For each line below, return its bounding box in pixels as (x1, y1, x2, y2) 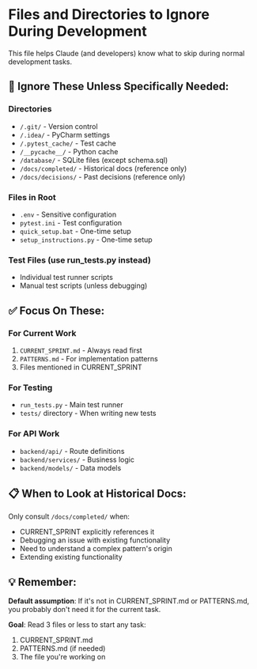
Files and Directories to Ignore (8, 6, 210, 24)
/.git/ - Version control (19, 121, 98, 131)
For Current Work (8, 327, 77, 338)
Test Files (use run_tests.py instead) (8, 255, 152, 266)
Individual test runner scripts (19, 273, 113, 282)
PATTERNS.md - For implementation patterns (19, 353, 158, 363)
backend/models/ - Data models (19, 463, 122, 472)
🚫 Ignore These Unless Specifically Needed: (8, 80, 229, 93)
